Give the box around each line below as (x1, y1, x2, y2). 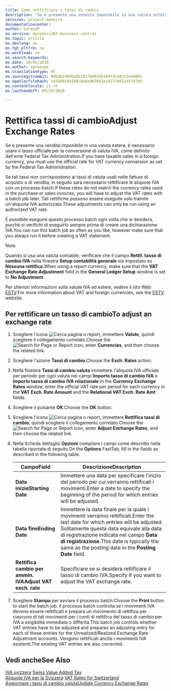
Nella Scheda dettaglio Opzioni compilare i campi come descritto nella (12, 440, 161, 447)
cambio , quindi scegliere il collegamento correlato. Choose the (12, 420, 144, 426)
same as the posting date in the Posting (60, 544, 156, 552)
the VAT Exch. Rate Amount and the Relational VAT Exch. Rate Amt (12, 389, 156, 395)
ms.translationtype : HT (5, 69, 56, 75)
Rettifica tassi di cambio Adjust (5, 114, 137, 126)
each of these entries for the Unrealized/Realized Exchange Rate (12, 630, 149, 636)
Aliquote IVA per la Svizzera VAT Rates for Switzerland (5, 675, 120, 681)
